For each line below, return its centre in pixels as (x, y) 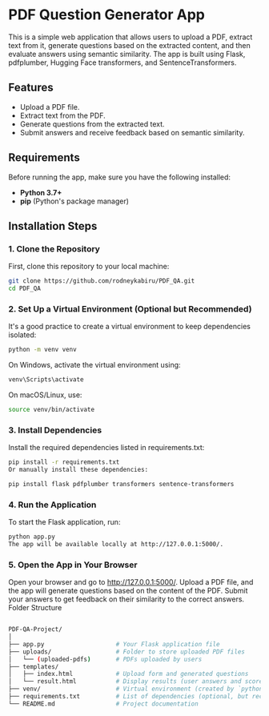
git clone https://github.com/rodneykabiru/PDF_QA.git (102, 281)
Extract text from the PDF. (62, 115)
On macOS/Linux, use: (45, 395)
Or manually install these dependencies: (78, 470)
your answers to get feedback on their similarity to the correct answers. (126, 599)
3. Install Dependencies (55, 430)
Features (31, 88)
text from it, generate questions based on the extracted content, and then (129, 45)
